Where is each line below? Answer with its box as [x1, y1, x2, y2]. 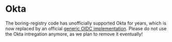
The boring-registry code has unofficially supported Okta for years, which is [5, 20, 167, 26]
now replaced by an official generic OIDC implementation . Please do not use [5, 25, 167, 31]
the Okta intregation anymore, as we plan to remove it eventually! [5, 31, 143, 37]
